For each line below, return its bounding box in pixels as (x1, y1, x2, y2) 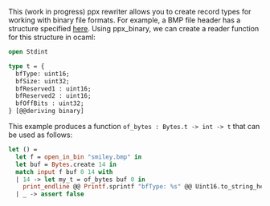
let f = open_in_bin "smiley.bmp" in (15, 152, 142, 161)
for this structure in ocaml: (8, 32, 96, 42)
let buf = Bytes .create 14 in (15, 160, 117, 168)
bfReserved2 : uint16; (15, 92, 92, 100)
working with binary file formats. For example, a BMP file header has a (8, 15, 241, 25)
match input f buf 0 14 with (15, 168, 113, 176)
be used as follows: (8, 130, 73, 139)
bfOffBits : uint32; (15, 99, 84, 107)
